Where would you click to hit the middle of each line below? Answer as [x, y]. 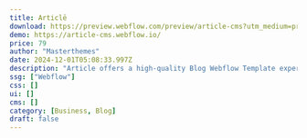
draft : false [34, 119]
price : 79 [28, 43]
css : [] [24, 85]
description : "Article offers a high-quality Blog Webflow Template [143, 69]
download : [28, 26]
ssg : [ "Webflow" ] [42, 77]
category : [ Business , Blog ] [63, 111]
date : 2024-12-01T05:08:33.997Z [71, 60]
